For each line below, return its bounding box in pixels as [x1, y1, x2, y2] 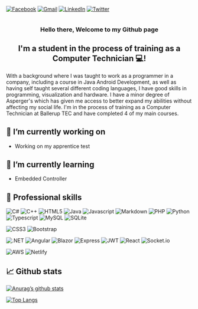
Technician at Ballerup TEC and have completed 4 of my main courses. [6, 110, 179, 117]
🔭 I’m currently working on [6, 127, 106, 137]
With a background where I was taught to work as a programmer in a [6, 72, 173, 79]
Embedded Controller [14, 175, 67, 182]
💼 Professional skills [6, 192, 82, 202]
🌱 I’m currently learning [6, 159, 95, 169]
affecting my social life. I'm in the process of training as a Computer [6, 103, 171, 110]
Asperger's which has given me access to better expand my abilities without [6, 97, 192, 104]
